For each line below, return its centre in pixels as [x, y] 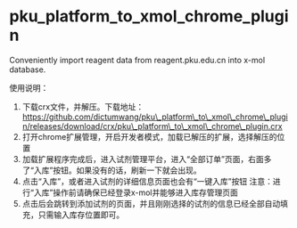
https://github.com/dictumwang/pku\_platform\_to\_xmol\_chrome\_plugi [155, 117]
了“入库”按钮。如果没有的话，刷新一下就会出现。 [112, 170]
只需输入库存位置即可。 [81, 215]
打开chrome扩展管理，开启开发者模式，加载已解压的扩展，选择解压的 [149, 136]
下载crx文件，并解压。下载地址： [83, 106]
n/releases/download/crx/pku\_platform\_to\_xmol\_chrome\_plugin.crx [152, 126]
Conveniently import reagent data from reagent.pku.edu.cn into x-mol [137, 60]
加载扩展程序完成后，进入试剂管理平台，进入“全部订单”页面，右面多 [147, 159]
